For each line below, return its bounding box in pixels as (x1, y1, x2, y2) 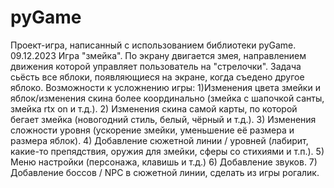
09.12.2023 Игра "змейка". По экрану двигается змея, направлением (10, 49, 307, 61)
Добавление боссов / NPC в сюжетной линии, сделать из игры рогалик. (10, 166, 320, 178)
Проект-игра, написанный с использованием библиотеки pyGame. (10, 39, 297, 51)
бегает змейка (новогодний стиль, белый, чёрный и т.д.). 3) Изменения (10, 113, 317, 125)
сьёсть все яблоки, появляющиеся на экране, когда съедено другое (10, 71, 305, 83)
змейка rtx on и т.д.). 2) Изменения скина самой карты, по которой (10, 102, 298, 115)
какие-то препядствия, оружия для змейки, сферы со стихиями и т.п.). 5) (10, 145, 325, 157)
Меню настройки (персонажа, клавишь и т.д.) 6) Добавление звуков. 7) (10, 156, 318, 168)
